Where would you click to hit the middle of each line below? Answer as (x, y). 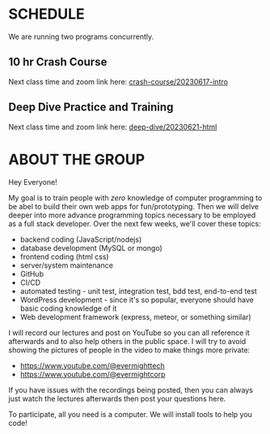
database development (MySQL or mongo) (91, 247)
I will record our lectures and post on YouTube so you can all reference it (129, 333)
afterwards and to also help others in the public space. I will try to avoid (127, 341)
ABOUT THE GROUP (77, 159)
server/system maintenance (66, 265)
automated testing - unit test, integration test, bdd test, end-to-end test (138, 291)
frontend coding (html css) (64, 256)
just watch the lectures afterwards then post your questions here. (117, 398)
